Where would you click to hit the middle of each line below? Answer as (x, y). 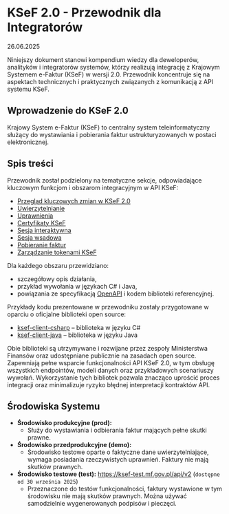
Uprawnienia (35, 216)
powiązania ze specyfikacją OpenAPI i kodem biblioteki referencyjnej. (116, 294)
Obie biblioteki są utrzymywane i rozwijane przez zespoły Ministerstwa (108, 348)
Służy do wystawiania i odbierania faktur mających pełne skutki (117, 430)
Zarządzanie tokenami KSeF (57, 252)
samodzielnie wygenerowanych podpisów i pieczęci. (102, 504)
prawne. (39, 438)
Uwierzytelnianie (41, 208)
